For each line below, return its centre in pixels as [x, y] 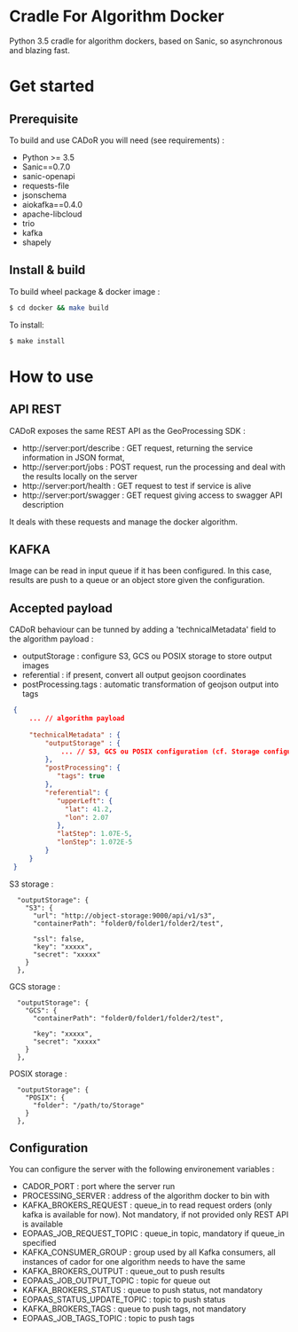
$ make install [37, 341]
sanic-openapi [48, 176]
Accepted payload [61, 608]
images [35, 666]
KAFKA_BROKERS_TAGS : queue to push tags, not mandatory [134, 1309]
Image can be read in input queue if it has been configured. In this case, [141, 571]
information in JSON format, [73, 457]
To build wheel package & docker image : [85, 291]
